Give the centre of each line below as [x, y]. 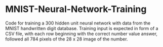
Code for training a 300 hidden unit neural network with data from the [78, 23]
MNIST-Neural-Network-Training [76, 9]
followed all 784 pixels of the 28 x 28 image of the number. [67, 39]
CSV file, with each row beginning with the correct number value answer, [81, 33]
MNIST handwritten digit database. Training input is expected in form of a [82, 28]
